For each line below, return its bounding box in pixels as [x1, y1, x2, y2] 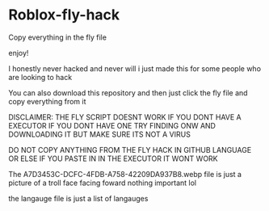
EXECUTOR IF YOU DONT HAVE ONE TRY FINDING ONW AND [8, 120, 216, 130]
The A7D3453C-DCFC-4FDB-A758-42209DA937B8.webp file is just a [8, 169, 242, 179]
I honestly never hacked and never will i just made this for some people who [8, 63, 261, 74]
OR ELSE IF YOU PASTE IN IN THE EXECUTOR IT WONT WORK [8, 154, 218, 163]
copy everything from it [8, 96, 86, 106]
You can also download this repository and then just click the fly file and [8, 87, 248, 98]
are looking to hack [8, 72, 73, 82]
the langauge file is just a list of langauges [8, 193, 149, 203]
